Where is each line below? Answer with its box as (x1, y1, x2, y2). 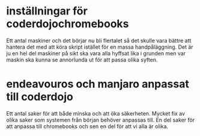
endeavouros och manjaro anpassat (6, 77, 189, 91)
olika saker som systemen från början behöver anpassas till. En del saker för (6, 116, 195, 123)
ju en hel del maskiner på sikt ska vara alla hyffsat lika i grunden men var (6, 49, 186, 57)
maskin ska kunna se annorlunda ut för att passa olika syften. (6, 56, 158, 63)
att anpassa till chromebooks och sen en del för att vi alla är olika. (6, 122, 169, 130)
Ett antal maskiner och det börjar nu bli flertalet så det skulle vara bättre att (6, 37, 192, 44)
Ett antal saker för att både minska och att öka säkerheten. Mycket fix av (6, 110, 185, 117)
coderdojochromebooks (6, 17, 129, 31)
